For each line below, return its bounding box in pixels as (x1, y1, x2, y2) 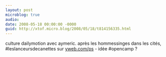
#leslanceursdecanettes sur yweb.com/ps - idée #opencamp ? (5, 46, 138, 52)
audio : (5, 17, 19, 22)
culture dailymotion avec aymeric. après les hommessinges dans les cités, (5, 40, 162, 46)
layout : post (5, 7, 33, 13)
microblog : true (5, 12, 40, 17)
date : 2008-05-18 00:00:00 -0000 (5, 21, 77, 27)
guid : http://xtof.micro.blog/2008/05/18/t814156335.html (5, 26, 131, 32)
